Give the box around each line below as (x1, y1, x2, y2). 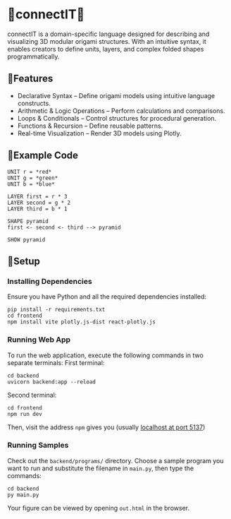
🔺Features (7, 73, 54, 85)
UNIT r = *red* (7, 168, 52, 175)
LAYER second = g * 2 (7, 199, 71, 206)
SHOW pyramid (7, 236, 46, 243)
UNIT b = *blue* (7, 180, 55, 188)
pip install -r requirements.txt (7, 306, 106, 314)
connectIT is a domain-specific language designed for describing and (7, 30, 210, 38)
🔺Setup (7, 255, 41, 267)
